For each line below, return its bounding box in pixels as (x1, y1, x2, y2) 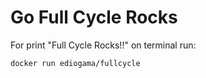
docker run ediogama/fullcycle (10, 58, 141, 68)
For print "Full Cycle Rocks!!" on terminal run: (10, 39, 197, 51)
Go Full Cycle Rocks (10, 6, 178, 29)
